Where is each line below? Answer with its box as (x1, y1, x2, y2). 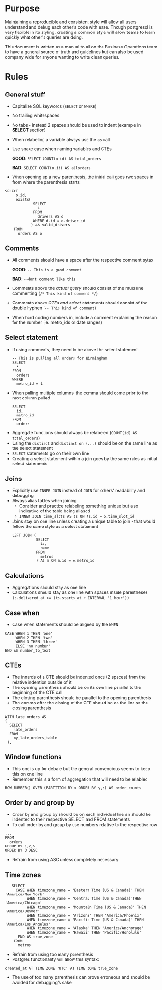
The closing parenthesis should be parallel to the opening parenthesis (12, 694, 151, 701)
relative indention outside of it (12, 679, 72, 685)
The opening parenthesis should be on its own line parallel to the (12, 684, 141, 690)
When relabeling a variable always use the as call (12, 136, 110, 142)
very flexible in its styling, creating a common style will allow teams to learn (5, 29, 156, 35)
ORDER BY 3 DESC (5, 848, 38, 853)
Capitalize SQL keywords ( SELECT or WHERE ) (12, 103, 97, 109)
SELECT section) (12, 127, 46, 133)
